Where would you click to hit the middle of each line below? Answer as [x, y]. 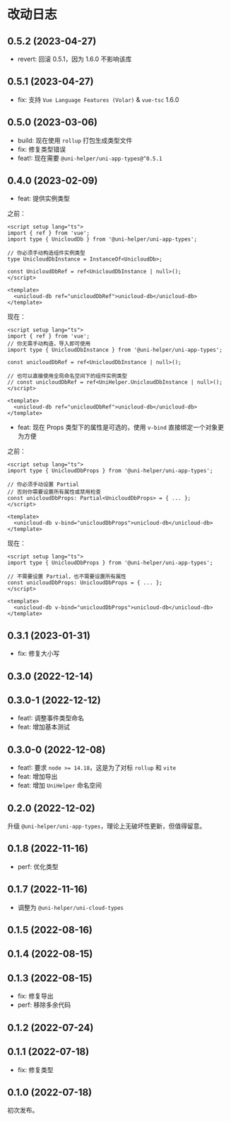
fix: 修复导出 [35, 996]
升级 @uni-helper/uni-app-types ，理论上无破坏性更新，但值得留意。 [107, 826]
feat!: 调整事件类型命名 [51, 718]
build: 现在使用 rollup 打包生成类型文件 [75, 140]
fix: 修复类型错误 [41, 149]
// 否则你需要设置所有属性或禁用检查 [54, 492]
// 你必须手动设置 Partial [43, 485]
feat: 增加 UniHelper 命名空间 [60, 785]
